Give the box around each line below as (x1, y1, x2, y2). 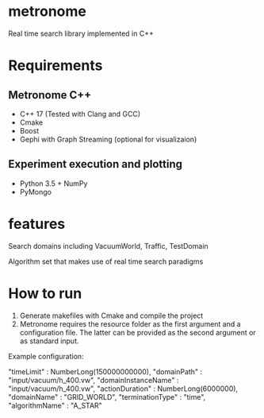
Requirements (8, 56, 103, 75)
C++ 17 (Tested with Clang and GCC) (19, 109, 141, 118)
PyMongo (19, 187, 52, 196)
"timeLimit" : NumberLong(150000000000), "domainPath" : (8, 366, 203, 376)
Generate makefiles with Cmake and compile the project (19, 311, 204, 320)
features (8, 215, 66, 233)
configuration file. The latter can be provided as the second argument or (19, 327, 256, 337)
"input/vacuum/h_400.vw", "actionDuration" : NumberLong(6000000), (8, 384, 239, 393)
